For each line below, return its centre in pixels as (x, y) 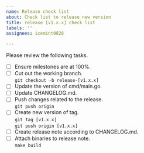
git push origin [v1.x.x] (46, 126)
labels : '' (19, 28)
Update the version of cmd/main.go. (58, 87)
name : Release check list (37, 11)
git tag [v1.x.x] (36, 119)
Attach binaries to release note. (52, 138)
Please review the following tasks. (47, 55)
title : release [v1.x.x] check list (51, 22)
